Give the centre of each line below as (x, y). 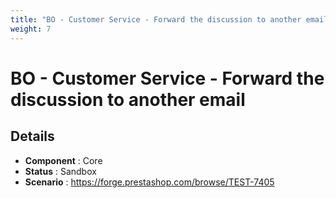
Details (32, 136)
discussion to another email (128, 99)
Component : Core (63, 160)
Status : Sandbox (60, 171)
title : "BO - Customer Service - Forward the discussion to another (156, 19)
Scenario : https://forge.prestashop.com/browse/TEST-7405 (149, 182)
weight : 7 (31, 29)
